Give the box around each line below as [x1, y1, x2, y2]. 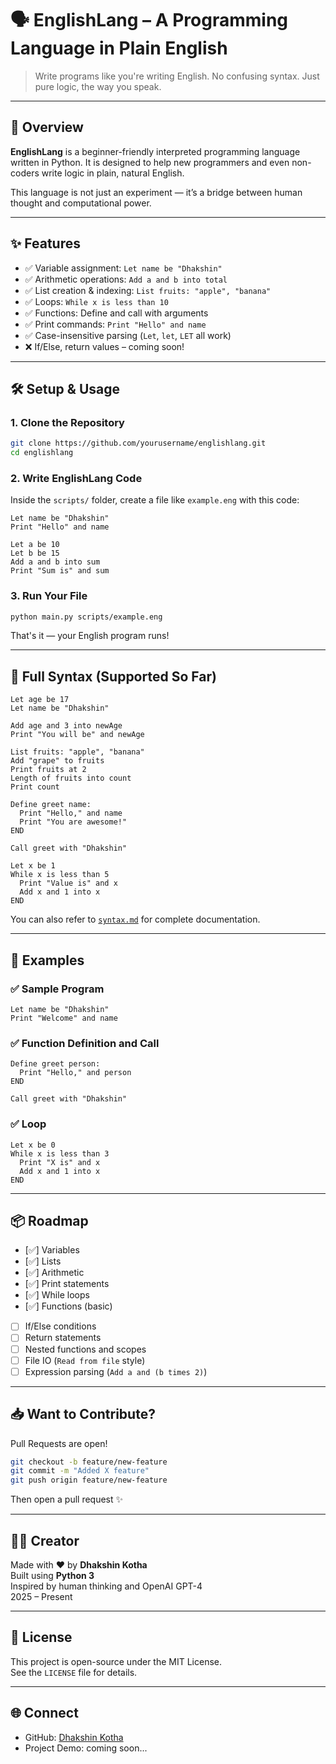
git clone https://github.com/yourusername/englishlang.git [10, 438, 267, 449]
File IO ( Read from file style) [24, 1354, 146, 1366]
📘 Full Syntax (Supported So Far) [10, 668, 217, 685]
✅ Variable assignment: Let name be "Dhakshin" [24, 262, 223, 274]
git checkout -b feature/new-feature [10, 1457, 168, 1467]
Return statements [24, 1332, 102, 1344]
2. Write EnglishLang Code [10, 471, 143, 485]
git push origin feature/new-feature [10, 1475, 168, 1486]
